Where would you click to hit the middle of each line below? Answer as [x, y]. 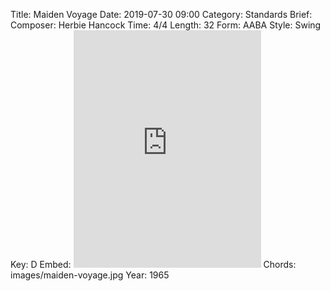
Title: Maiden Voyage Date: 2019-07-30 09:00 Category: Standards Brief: [161, 14]
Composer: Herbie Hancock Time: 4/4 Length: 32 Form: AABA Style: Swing [166, 25]
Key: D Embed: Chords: [153, 264]
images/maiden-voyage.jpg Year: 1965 [90, 275]
